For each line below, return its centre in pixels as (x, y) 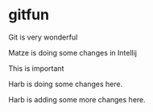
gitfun (29, 15)
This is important (36, 68)
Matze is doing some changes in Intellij (73, 52)
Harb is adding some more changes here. (77, 99)
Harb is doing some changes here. (66, 84)
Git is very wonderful (43, 37)
